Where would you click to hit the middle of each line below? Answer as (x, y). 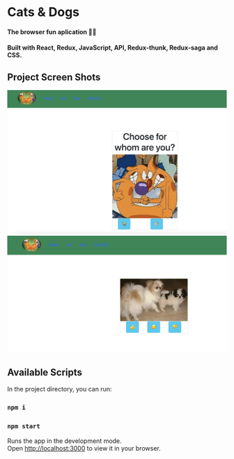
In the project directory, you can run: (60, 389)
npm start (24, 426)
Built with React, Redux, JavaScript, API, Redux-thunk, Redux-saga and (112, 48)
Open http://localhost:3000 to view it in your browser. (84, 449)
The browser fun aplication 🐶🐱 (52, 31)
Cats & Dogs (44, 12)
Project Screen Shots (54, 77)
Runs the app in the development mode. (64, 441)
